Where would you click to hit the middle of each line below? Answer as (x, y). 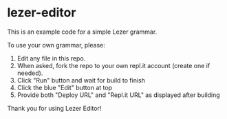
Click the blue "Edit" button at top (64, 87)
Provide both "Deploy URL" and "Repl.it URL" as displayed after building (118, 95)
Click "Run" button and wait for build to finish (81, 80)
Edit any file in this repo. (51, 58)
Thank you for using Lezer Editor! (54, 108)
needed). (30, 73)
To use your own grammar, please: (56, 45)
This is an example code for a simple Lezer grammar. (82, 32)
